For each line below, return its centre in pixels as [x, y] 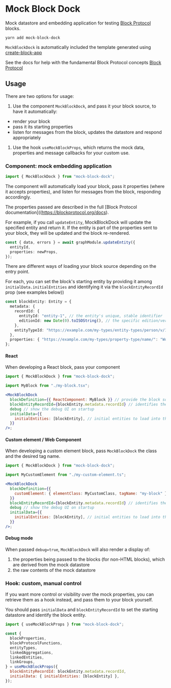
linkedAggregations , [32, 652]
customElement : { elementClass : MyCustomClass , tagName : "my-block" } [91, 493]
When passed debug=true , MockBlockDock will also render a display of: [78, 549]
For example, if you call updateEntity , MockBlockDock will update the [78, 222]
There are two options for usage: [40, 96]
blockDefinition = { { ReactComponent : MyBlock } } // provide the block [85, 400]
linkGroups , [23, 662]
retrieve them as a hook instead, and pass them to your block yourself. [79, 600]
